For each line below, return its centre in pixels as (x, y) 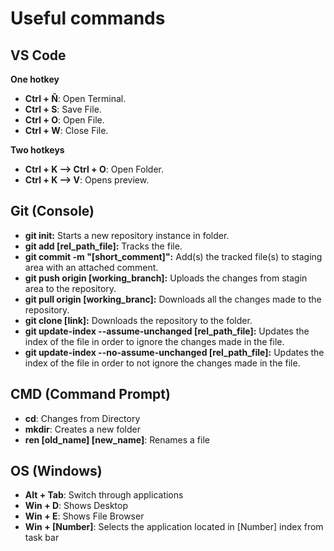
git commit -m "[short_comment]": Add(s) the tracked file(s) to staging (173, 256)
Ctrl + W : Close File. (66, 130)
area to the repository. (70, 288)
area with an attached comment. (91, 267)
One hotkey (35, 79)
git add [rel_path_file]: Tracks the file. (103, 246)
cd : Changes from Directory (82, 418)
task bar (42, 538)
